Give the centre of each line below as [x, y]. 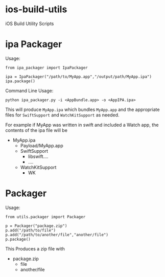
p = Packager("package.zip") [36, 226]
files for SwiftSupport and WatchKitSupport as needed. [62, 115]
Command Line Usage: [29, 90]
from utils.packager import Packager [45, 217]
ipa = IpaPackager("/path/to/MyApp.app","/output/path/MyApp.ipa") [79, 77]
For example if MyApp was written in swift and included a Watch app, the [82, 125]
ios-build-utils [36, 9]
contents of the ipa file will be [37, 130]
